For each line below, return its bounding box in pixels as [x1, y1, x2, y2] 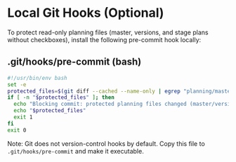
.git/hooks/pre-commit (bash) [7, 56, 142, 68]
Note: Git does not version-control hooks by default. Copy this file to [7, 139, 205, 148]
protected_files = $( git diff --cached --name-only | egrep [7, 88, 181, 95]
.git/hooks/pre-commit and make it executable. [7, 147, 144, 155]
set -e [7, 81, 27, 88]
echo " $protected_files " [13, 107, 86, 114]
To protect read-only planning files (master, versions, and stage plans [7, 28, 209, 36]
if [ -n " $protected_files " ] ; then [7, 94, 114, 101]
